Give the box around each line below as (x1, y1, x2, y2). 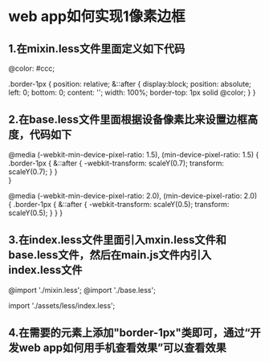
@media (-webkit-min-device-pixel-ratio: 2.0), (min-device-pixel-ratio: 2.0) (8, 190, 258, 201)
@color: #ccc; (8, 63, 55, 73)
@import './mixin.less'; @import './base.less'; (8, 285, 157, 295)
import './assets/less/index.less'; (8, 300, 116, 310)
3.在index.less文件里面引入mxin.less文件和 (8, 234, 226, 247)
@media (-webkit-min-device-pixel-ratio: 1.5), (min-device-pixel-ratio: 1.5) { (8, 149, 259, 159)
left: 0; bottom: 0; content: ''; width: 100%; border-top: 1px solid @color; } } (8, 87, 256, 97)
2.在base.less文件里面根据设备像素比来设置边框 (8, 113, 247, 127)
